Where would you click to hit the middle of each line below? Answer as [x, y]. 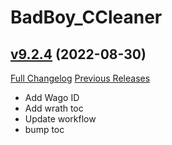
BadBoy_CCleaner [86, 17]
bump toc [44, 129]
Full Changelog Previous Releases [80, 78]
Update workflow [60, 119]
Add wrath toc [54, 108]
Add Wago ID [52, 97]
